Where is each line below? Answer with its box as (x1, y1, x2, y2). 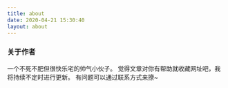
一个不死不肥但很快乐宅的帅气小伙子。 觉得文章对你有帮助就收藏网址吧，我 (7, 64, 221, 73)
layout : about (7, 23, 48, 30)
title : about (7, 10, 45, 17)
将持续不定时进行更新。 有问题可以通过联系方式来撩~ (7, 73, 159, 81)
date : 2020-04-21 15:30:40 (7, 17, 85, 24)
